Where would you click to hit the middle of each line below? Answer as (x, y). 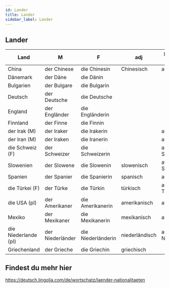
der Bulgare (58, 86)
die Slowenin (96, 165)
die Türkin (93, 188)
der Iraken (57, 139)
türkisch (131, 188)
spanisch (132, 177)
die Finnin (92, 123)
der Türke (56, 188)
